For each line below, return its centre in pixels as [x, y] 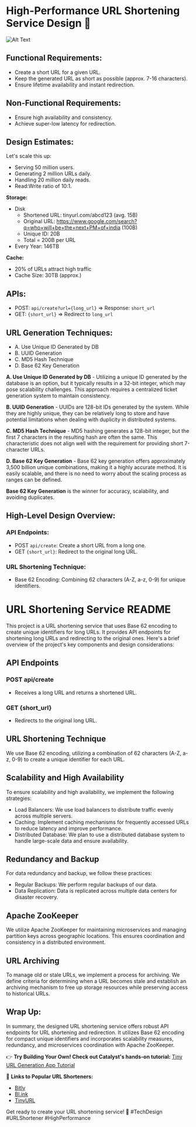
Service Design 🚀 [49, 23]
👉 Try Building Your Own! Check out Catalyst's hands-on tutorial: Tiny [94, 1057]
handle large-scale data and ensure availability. [71, 840]
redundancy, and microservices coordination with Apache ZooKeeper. [90, 1045]
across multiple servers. [44, 816]
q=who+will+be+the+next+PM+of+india [72, 228]
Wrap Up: [24, 1012]
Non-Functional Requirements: [63, 103]
